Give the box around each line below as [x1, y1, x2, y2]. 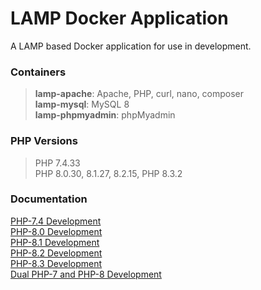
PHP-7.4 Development [10, 215, 102, 227]
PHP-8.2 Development [10, 247, 103, 259]
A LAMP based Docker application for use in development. [10, 40, 252, 52]
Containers [10, 65, 67, 79]
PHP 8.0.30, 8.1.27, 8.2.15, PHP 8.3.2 [34, 167, 183, 179]
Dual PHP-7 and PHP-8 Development [10, 268, 162, 280]
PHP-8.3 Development [10, 257, 103, 269]
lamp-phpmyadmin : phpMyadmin [34, 109, 176, 121]
